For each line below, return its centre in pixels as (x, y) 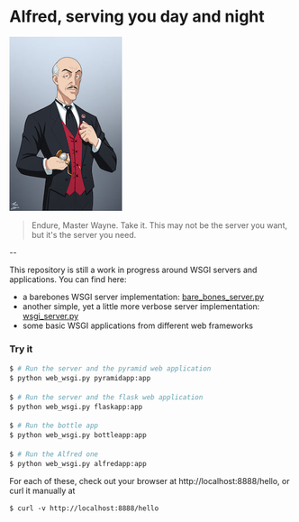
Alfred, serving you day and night (137, 17)
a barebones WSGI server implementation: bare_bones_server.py (143, 297)
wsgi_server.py (50, 316)
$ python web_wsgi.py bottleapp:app (78, 435)
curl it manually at (42, 490)
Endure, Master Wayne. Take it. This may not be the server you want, (159, 225)
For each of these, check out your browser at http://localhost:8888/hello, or (149, 481)
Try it (21, 349)
